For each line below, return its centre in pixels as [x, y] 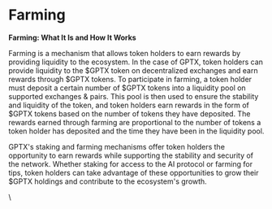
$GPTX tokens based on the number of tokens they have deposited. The [130, 113]
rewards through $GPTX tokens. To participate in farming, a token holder [130, 79]
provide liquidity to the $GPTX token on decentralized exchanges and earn [133, 70]
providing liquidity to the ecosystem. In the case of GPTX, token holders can [136, 62]
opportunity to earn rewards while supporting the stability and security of [131, 155]
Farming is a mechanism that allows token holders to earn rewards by [125, 53]
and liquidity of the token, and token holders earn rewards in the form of [129, 105]
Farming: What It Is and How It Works [72, 37]
